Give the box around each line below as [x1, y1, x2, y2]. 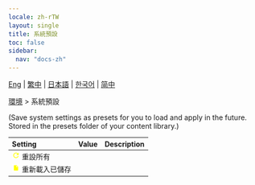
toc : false [8, 39, 45, 47]
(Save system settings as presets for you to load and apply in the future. [8, 113, 248, 122]
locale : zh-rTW [8, 13, 60, 21]
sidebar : [8, 47, 38, 55]
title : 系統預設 [8, 30, 58, 38]
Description [104, 139, 145, 149]
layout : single [8, 21, 60, 30]
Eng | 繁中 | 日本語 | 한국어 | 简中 [8, 80, 116, 88]
